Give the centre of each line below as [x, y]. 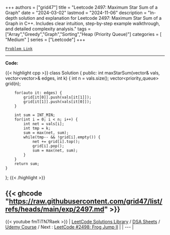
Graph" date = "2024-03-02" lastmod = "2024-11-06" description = [76, 13]
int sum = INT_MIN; [35, 115]
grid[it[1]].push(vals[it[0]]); [58, 102]
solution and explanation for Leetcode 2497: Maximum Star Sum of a [90, 18]
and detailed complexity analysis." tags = [48, 29]
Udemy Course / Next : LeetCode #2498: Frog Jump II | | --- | [70, 227]
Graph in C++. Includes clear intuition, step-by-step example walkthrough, [83, 23]
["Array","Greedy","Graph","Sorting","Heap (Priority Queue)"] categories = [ [83, 34]
